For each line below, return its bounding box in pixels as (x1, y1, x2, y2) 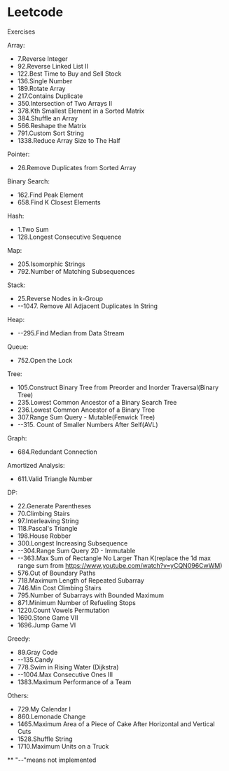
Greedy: (7, 634, 31, 643)
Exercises (7, 27, 36, 36)
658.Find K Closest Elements (17, 197, 101, 207)
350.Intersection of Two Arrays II (17, 99, 113, 107)
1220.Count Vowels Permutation (17, 606, 110, 614)
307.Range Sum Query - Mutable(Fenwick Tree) (17, 412, 155, 421)
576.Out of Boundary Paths (17, 569, 96, 577)
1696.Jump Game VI (17, 620, 76, 629)
